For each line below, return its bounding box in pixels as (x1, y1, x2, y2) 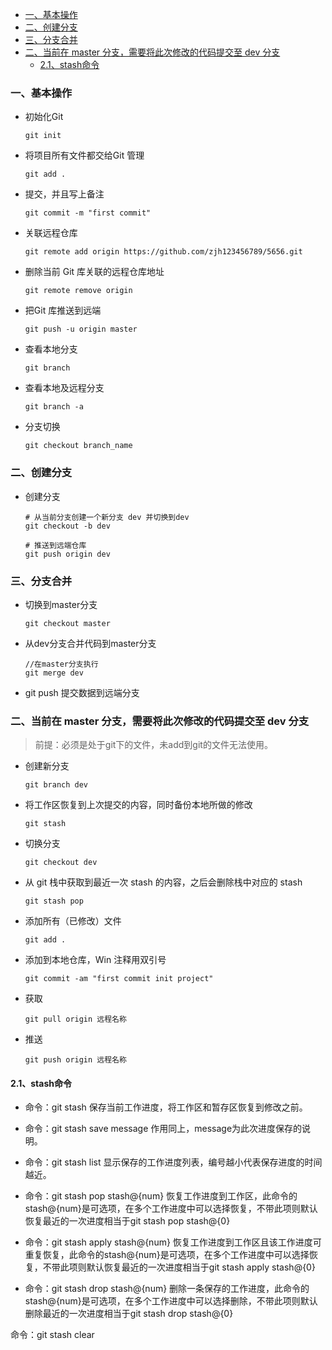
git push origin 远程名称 (24, 1055, 127, 1065)
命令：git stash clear (10, 1329, 95, 1341)
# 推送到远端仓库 (24, 540, 87, 550)
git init (24, 131, 62, 141)
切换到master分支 (24, 598, 98, 610)
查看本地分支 (24, 343, 78, 355)
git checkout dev (24, 858, 98, 868)
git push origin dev (24, 549, 111, 559)
